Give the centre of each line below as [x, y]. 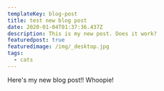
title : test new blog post [47, 20]
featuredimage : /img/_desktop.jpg [59, 47]
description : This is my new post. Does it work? [82, 34]
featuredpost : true [36, 40]
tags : [15, 54]
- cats [23, 60]
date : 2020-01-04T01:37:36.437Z [55, 27]
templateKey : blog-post [43, 14]
